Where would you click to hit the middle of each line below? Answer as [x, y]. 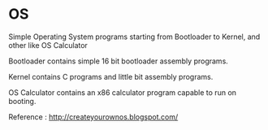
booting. [22, 101]
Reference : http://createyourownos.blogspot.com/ [93, 117]
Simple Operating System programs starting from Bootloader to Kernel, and [134, 37]
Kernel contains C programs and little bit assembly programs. [111, 76]
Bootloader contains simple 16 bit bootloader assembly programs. [119, 61]
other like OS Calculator [48, 45]
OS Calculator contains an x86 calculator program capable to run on [123, 92]
